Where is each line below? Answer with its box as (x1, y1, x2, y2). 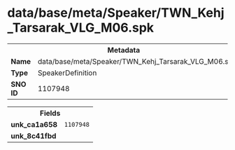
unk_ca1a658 (10, 119, 58, 129)
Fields (39, 108, 61, 118)
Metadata (107, 45, 141, 55)
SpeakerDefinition (37, 68, 97, 78)
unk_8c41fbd (10, 131, 57, 141)
